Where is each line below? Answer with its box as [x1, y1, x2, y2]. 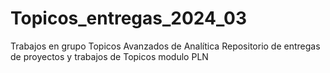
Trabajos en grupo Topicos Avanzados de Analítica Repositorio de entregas [10, 40, 321, 52]
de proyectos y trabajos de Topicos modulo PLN [10, 50, 209, 62]
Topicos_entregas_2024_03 [10, 7, 247, 30]
